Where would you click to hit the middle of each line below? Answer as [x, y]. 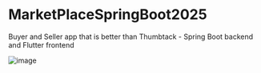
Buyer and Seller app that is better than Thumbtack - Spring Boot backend [131, 36]
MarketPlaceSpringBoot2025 [108, 15]
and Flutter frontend [41, 44]
